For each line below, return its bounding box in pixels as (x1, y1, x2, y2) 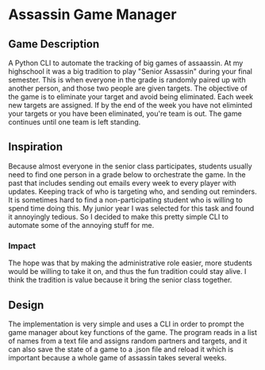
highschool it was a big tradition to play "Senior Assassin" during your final (8, 67, 252, 76)
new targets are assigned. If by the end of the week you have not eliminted (8, 101, 252, 110)
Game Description (8, 37, 100, 51)
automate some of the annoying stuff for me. (8, 220, 155, 229)
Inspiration (8, 141, 63, 154)
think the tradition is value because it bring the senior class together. (8, 276, 232, 285)
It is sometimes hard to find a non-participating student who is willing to (8, 195, 244, 204)
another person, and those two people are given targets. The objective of (8, 83, 248, 93)
